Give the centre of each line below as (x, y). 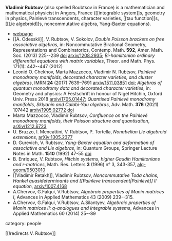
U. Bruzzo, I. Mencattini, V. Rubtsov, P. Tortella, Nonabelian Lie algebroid (90, 132)
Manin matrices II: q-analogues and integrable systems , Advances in (86, 208)
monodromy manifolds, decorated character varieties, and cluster (83, 77)
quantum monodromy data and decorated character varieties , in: (82, 88)
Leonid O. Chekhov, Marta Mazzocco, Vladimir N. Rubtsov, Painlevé (84, 72)
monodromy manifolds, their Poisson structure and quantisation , (81, 121)
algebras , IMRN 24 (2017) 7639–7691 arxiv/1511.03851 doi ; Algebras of (87, 83)
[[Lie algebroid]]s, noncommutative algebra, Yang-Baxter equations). (78, 24)
